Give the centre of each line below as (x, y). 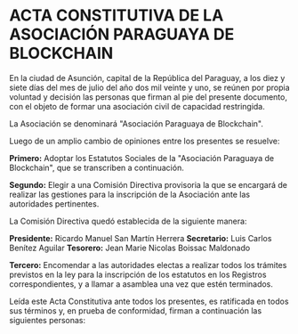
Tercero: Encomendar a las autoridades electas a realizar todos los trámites (148, 265)
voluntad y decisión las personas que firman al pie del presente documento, (148, 97)
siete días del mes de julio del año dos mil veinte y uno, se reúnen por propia (150, 87)
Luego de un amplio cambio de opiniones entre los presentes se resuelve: (145, 141)
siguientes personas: (48, 320)
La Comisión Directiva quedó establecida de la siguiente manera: (128, 221)
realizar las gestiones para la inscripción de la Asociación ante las (130, 194)
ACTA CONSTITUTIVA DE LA (117, 16)
